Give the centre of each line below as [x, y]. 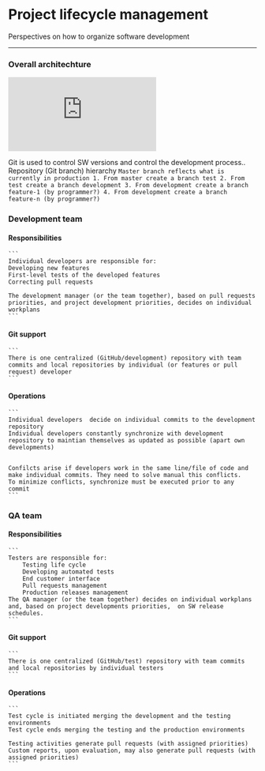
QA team [25, 515]
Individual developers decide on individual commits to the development [132, 419]
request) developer [40, 372]
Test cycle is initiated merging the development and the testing [119, 716]
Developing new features [49, 269]
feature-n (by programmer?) [54, 199]
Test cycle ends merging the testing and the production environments [127, 730]
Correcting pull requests [50, 282]
